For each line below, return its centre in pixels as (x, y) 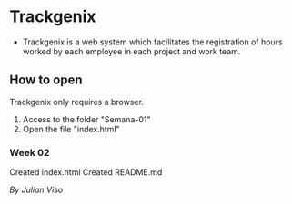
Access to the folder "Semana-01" (86, 119)
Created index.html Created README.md (86, 172)
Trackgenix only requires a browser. (76, 102)
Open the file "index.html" (71, 129)
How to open (46, 80)
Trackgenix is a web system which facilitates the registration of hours (153, 42)
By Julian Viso (36, 190)
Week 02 (30, 152)
